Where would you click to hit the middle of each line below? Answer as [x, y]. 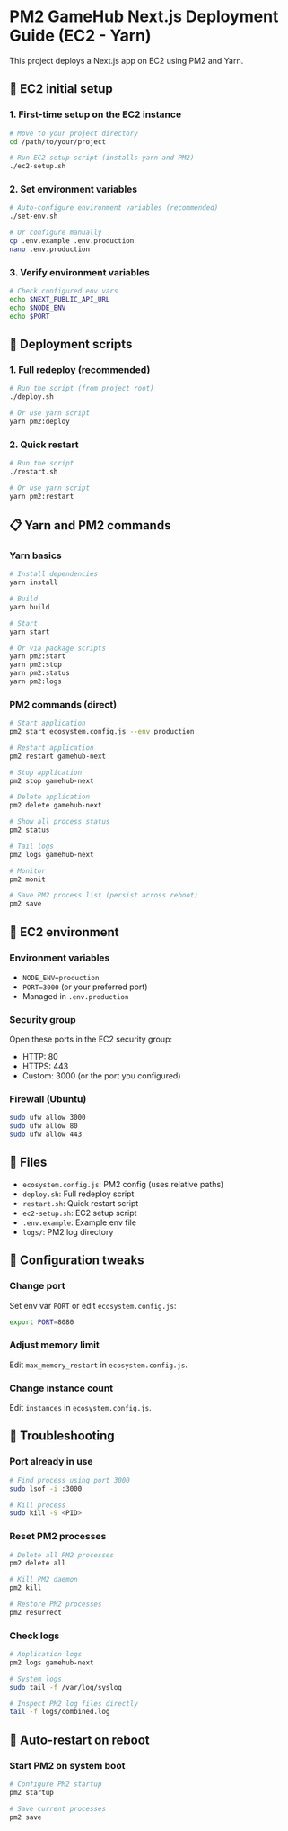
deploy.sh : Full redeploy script [78, 1194]
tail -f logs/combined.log [60, 1712]
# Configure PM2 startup [56, 1784]
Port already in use [51, 1462]
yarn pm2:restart [42, 496]
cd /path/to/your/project [57, 141]
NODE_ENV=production [61, 978]
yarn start [30, 632]
